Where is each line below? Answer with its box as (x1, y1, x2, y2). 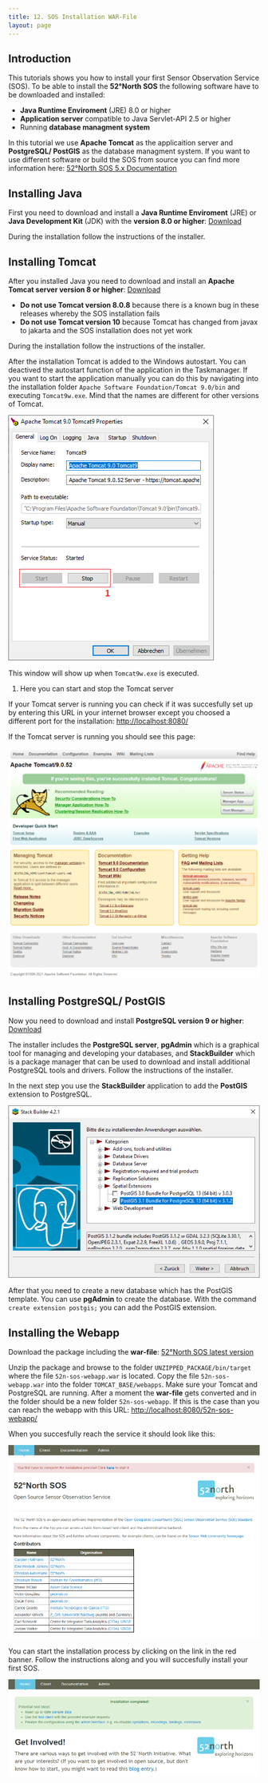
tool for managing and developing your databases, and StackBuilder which (8, 1048, 255, 1058)
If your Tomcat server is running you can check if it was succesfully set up (8, 699, 254, 709)
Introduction (8, 52, 72, 66)
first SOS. (8, 1663, 40, 1674)
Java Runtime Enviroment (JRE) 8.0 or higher (19, 105, 171, 115)
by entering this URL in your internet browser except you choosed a (8, 707, 231, 717)
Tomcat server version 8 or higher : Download (8, 285, 161, 294)
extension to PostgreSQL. (8, 1089, 93, 1099)
